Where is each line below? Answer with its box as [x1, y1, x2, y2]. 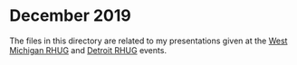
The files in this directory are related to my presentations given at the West [9, 35, 288, 46]
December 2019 [9, 5, 131, 26]
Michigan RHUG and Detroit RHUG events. [9, 44, 168, 55]
